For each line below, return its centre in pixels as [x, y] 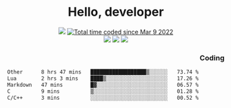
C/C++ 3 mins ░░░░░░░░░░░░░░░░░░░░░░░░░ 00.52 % [103, 98]
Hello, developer [116, 12]
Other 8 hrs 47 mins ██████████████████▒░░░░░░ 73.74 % [103, 72]
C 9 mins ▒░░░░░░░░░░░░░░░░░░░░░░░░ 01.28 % [103, 91]
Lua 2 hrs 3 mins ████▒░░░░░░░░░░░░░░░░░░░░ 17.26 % [103, 79]
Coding [212, 58]
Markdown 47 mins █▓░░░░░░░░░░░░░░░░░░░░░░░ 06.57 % [103, 85]
